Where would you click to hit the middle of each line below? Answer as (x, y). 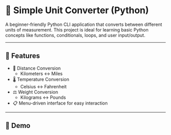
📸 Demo (18, 126)
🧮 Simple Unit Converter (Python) (77, 10)
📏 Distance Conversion (37, 68)
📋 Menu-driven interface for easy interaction (60, 103)
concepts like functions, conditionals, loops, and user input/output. (75, 35)
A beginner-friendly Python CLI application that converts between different (84, 24)
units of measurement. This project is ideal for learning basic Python (77, 29)
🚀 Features (23, 56)
